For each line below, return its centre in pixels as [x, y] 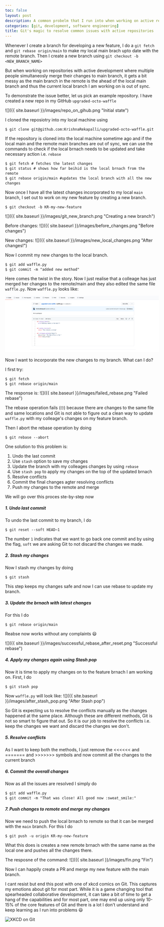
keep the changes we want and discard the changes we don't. [68, 726]
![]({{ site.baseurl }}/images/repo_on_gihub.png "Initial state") [67, 111]
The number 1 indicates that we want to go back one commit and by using [80, 539]
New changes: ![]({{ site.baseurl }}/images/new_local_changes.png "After [79, 240]
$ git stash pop [21, 687]
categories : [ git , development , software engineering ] [62, 26]
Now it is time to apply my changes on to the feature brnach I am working [79, 672]
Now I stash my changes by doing [39, 568]
